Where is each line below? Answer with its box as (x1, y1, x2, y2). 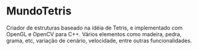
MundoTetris (6, 4, 71, 18)
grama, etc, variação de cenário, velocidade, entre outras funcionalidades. (6, 37, 193, 44)
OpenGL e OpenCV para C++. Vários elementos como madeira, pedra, (6, 30, 182, 37)
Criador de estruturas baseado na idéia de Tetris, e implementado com (6, 24, 183, 31)
